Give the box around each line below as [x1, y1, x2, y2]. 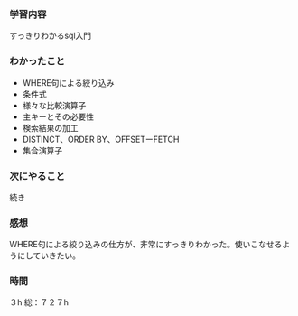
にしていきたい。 [16, 250, 81, 261]
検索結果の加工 [22, 122, 79, 133]
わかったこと [9, 55, 66, 68]
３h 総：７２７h [9, 297, 70, 308]
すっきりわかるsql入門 [9, 30, 92, 42]
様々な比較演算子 [22, 99, 87, 110]
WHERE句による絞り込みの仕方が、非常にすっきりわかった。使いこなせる [9, 239, 283, 250]
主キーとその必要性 [22, 111, 95, 122]
